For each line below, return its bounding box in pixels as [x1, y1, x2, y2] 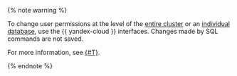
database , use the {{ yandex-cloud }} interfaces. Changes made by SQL [7, 27, 218, 35]
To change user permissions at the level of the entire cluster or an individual [7, 20, 230, 27]
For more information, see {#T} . [7, 49, 100, 56]
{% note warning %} [7, 6, 68, 14]
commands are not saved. [7, 34, 84, 43]
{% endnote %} [7, 62, 53, 70]
